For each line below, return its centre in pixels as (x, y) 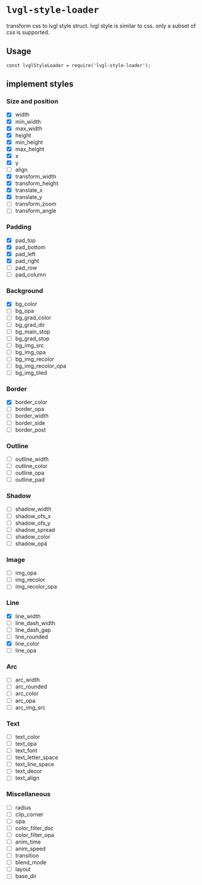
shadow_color (33, 536)
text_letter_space (37, 757)
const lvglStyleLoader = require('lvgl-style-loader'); (78, 65)
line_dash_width (35, 623)
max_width (29, 128)
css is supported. (28, 32)
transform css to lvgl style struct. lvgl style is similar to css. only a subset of (101, 26)
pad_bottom (30, 247)
